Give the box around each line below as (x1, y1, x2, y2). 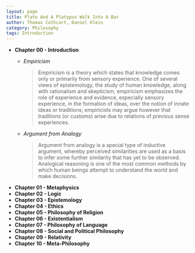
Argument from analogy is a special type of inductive (37, 142, 166, 149)
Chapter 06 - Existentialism (14, 215, 83, 223)
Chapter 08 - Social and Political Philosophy (14, 228, 124, 235)
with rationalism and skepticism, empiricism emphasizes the (37, 88, 183, 95)
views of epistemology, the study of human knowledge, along (37, 81, 187, 88)
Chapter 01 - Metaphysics (14, 184, 79, 191)
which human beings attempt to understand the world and (37, 166, 178, 173)
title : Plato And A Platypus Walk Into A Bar (6, 14, 119, 20)
